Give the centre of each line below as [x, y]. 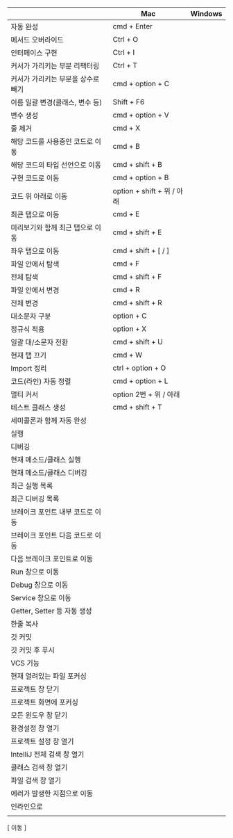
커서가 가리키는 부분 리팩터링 [55, 66]
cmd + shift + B [138, 164]
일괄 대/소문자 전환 [40, 342]
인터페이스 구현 [34, 53]
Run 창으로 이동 [35, 572]
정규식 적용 [28, 329]
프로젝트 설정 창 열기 [42, 741]
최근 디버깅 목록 [35, 499]
